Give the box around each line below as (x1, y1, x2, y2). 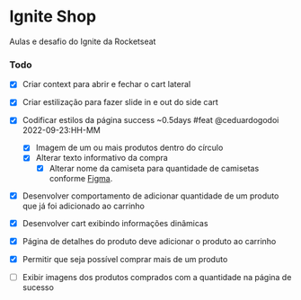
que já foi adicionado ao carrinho (22, 200, 146, 211)
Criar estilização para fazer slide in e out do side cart (22, 97, 218, 108)
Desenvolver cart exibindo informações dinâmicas (22, 217, 208, 228)
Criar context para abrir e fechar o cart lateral (22, 79, 191, 90)
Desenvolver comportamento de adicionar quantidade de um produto (22, 190, 279, 201)
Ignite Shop (9, 6, 97, 27)
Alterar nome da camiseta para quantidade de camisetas (49, 163, 260, 173)
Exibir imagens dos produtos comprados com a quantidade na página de (22, 271, 292, 282)
